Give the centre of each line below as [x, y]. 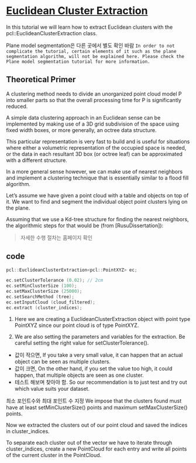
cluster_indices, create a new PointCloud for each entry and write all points [97, 449]
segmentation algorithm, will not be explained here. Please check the [95, 56]
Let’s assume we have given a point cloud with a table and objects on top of [97, 195]
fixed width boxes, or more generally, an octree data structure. [81, 130]
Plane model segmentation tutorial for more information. [78, 62]
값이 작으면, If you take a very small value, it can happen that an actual [99, 355]
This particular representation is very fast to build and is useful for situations [98, 141]
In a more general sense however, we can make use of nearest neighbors [94, 171]
